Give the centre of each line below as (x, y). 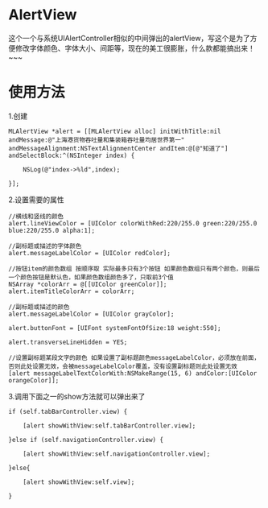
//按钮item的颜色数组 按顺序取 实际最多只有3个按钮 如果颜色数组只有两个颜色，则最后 (134, 268)
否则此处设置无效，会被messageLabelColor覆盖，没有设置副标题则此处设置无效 (123, 366)
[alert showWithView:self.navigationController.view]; (117, 454)
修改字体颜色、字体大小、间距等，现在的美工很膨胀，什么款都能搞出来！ (135, 48)
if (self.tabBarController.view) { (68, 411)
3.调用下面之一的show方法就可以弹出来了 (77, 396)
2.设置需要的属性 (36, 200)
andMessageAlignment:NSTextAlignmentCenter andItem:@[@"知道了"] (118, 148)
